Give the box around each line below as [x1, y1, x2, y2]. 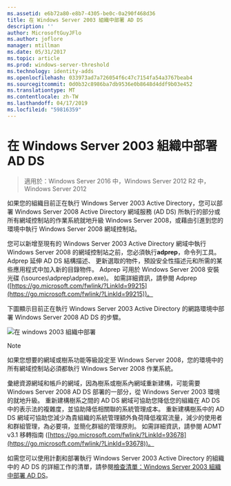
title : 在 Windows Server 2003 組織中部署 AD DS [7, 17, 143, 23]
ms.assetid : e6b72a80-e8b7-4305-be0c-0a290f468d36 [7, 10, 156, 17]
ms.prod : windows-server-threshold [7, 61, 110, 68]
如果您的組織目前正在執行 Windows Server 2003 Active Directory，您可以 [7, 199, 217, 207]
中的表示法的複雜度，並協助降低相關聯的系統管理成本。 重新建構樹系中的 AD [7, 405, 225, 413]
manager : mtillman [7, 42, 60, 49]
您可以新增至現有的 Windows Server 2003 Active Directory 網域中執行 [7, 239, 207, 247]
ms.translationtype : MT [7, 87, 76, 94]
